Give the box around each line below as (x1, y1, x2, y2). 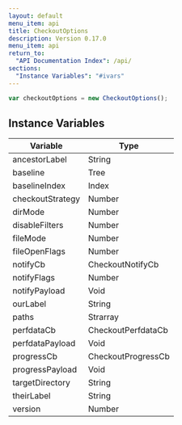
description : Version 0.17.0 (8, 34, 107, 43)
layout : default (8, 11, 63, 20)
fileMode (12, 233, 47, 244)
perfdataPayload (12, 338, 76, 349)
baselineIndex (12, 180, 66, 191)
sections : (8, 65, 42, 73)
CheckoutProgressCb (87, 351, 170, 362)
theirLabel (12, 390, 51, 402)
